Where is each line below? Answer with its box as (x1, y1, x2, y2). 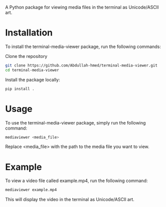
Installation (5, 27, 53, 38)
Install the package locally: (5, 76, 60, 82)
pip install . (5, 86, 35, 91)
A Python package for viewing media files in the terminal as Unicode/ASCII (5, 4, 159, 10)
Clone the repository (5, 53, 47, 59)
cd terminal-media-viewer (5, 67, 59, 72)
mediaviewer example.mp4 (5, 187, 57, 192)
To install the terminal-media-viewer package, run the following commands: (5, 43, 161, 49)
